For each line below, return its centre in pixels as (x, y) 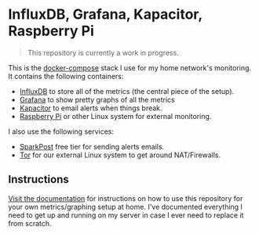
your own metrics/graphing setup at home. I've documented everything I (126, 207)
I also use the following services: (61, 131)
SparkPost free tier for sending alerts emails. (92, 146)
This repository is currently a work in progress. (103, 52)
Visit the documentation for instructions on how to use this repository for (126, 198)
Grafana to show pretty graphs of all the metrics (97, 99)
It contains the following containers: (66, 76)
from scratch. (30, 223)
